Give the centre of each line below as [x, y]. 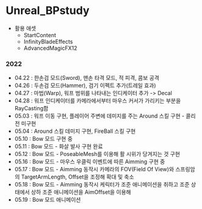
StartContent [40, 35]
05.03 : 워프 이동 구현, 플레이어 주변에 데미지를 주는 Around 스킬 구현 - [99, 116]
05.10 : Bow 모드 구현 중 [43, 139]
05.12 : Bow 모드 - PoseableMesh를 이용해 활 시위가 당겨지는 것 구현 [97, 154]
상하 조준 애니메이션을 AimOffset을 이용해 [81, 192]
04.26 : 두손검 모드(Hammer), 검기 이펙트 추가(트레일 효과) [85, 85]
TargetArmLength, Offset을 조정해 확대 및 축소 [78, 177]
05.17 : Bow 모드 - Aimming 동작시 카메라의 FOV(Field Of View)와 [94, 169]
